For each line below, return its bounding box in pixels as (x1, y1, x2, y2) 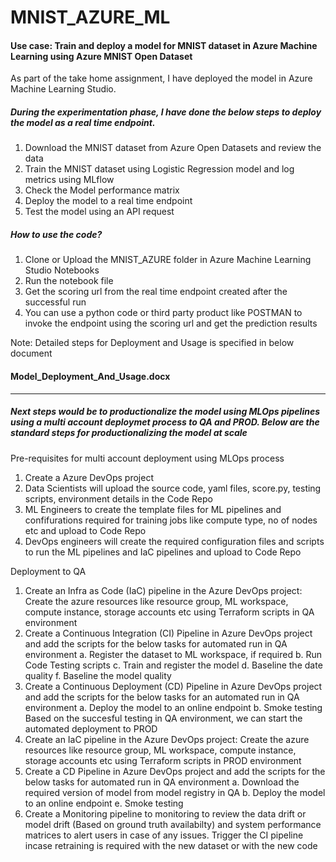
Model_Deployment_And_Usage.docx (10, 370, 171, 382)
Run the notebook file (24, 275, 114, 287)
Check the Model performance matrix (24, 184, 180, 196)
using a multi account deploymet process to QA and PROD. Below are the (10, 416, 320, 428)
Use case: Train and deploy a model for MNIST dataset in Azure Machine (10, 39, 318, 51)
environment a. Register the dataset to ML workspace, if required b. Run (24, 648, 323, 660)
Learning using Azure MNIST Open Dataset (10, 50, 193, 62)
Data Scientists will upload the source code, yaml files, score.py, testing (24, 482, 322, 494)
